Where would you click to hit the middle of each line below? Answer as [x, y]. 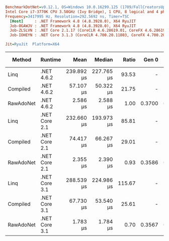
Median [104, 60]
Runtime [51, 60]
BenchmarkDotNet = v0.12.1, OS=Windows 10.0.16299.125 [62, 7]
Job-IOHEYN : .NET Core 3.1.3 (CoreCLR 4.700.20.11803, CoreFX [77, 35]
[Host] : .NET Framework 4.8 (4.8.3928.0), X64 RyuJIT [73, 21]
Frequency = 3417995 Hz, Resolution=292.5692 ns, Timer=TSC [67, 16]
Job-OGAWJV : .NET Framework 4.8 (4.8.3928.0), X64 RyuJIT [73, 26]
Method [22, 60]
